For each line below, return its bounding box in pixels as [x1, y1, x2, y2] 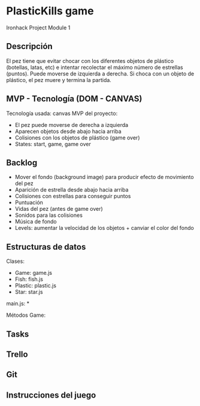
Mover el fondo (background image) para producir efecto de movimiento [14, 174, 194, 181]
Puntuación [14, 199, 44, 206]
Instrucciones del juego [6, 390, 96, 400]
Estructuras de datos [6, 241, 86, 252]
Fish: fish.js [14, 275, 44, 283]
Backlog [6, 157, 38, 168]
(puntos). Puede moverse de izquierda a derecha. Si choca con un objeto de [6, 70, 195, 77]
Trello [6, 349, 28, 359]
